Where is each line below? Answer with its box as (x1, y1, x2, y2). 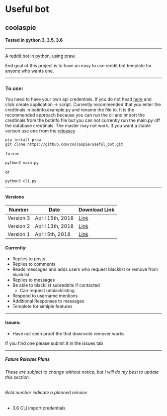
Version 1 (7, 231, 30, 238)
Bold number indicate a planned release (5, 390, 87, 396)
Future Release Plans (5, 356, 50, 362)
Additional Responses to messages (12, 298, 84, 304)
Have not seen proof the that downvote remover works (12, 330, 125, 336)
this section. (5, 374, 30, 380)
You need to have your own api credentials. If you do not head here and (5, 96, 152, 103)
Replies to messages (12, 277, 55, 283)
